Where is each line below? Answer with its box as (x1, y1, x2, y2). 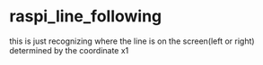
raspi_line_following (9, 6, 162, 27)
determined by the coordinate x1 (9, 45, 129, 55)
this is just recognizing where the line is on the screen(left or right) (9, 36, 255, 46)
